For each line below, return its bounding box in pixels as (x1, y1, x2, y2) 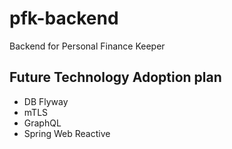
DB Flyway (23, 95, 69, 107)
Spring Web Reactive (23, 127, 111, 139)
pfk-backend (9, 7, 119, 30)
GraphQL (23, 117, 62, 129)
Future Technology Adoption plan (9, 69, 222, 86)
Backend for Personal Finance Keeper (9, 40, 166, 52)
